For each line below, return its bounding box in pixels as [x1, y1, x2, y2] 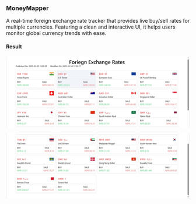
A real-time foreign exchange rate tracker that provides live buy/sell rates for [6, 17, 190, 24]
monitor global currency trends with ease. [6, 30, 107, 37]
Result [6, 43, 22, 50]
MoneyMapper [6, 4, 49, 12]
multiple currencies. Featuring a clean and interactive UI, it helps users [6, 23, 176, 30]
